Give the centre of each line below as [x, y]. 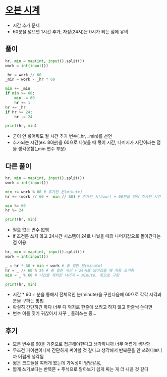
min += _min [18, 89]
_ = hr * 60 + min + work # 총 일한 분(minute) [54, 265]
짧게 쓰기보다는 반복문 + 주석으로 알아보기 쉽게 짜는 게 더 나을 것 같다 [80, 369]
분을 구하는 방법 [28, 301]
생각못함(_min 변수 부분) [42, 149]
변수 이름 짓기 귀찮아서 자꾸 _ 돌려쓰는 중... [54, 313]
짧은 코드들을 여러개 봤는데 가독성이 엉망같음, [57, 363]
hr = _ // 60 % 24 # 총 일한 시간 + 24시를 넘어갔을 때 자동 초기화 [70, 271]
